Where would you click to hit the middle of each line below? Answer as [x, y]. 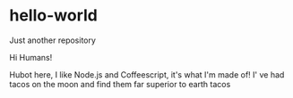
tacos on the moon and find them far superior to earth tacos [120, 84]
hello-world [54, 16]
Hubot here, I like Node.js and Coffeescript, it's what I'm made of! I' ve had [147, 74]
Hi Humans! [31, 57]
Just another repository [53, 40]
